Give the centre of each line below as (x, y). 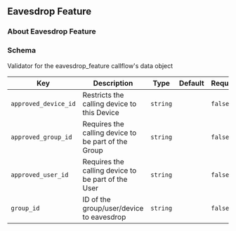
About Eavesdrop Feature (52, 32)
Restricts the (103, 95)
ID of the (97, 199)
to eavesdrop (104, 217)
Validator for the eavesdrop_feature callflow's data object (90, 65)
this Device (101, 112)
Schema (22, 51)
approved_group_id (41, 137)
